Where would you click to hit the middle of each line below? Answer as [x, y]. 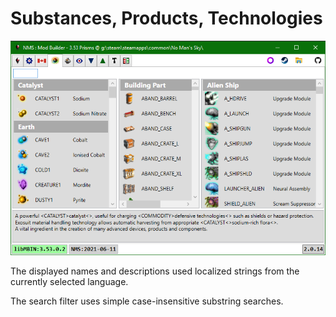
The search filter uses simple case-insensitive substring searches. [147, 301]
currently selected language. [69, 282]
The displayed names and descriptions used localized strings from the [155, 271]
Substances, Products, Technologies [166, 18]
